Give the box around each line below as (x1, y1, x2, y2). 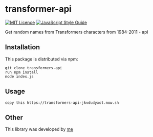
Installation (5, 43, 40, 52)
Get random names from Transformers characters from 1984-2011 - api (5, 29, 148, 35)
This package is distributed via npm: (5, 56, 78, 62)
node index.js (5, 74, 34, 79)
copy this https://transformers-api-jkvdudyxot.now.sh (5, 100, 119, 105)
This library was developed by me (5, 126, 73, 132)
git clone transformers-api (5, 65, 63, 70)
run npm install (5, 70, 38, 75)
